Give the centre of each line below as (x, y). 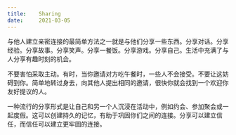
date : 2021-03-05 (39, 20)
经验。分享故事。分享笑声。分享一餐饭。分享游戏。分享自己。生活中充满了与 (118, 50)
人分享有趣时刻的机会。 (41, 59)
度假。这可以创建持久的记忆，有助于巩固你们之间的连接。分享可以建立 (114, 115)
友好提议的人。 (29, 91)
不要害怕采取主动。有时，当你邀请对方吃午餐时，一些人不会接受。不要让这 (115, 74)
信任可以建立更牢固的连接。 (66, 124)
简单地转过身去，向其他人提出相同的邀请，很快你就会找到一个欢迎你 (130, 82)
